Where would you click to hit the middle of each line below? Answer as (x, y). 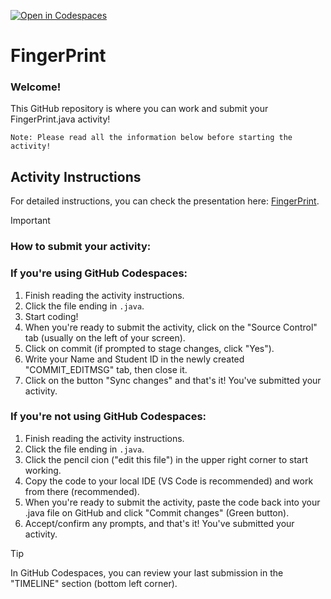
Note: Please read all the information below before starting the (151, 138)
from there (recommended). (82, 491)
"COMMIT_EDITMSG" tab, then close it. (106, 369)
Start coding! (51, 316)
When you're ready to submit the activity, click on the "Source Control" (171, 327)
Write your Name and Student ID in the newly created (134, 359)
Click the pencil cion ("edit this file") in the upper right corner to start (166, 459)
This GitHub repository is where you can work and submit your (139, 109)
